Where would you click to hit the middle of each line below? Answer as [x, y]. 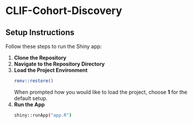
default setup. [31, 98]
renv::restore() [34, 81]
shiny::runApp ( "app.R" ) [43, 115]
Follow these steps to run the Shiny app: [54, 46]
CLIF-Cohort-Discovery [64, 11]
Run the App [29, 104]
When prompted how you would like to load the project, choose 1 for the [101, 92]
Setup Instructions [40, 32]
